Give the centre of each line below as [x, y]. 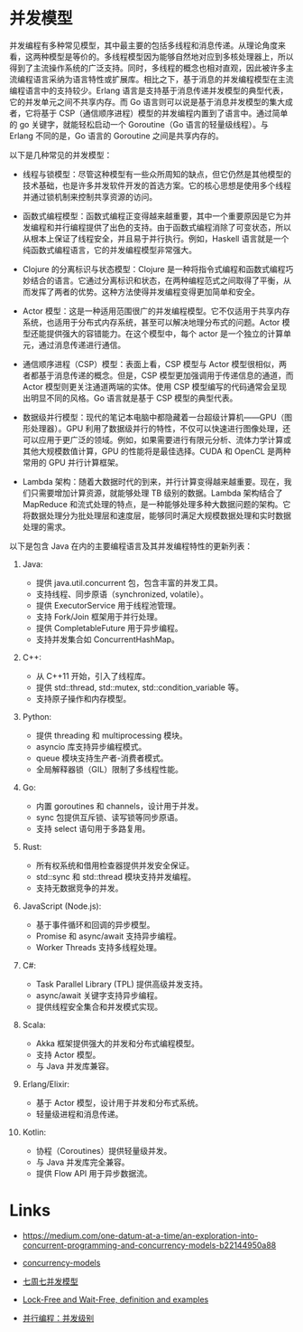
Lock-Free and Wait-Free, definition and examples [115, 1299]
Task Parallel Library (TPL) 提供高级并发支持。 [122, 984]
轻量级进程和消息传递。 [79, 1114]
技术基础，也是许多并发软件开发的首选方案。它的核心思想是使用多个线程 [156, 185]
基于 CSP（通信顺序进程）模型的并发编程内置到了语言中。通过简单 [164, 113]
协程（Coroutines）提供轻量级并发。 [104, 1150]
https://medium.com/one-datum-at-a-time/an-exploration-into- [140, 1235]
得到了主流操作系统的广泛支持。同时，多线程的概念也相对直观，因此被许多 [147, 68]
